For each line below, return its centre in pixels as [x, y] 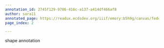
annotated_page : [21, 18]
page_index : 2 [20, 23]
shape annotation [23, 41]
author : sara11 [20, 14]
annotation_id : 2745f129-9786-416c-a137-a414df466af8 [61, 9]
